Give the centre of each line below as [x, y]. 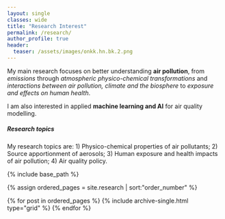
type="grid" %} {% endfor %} [49, 208]
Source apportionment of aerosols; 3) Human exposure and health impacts [112, 153]
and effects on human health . [49, 92]
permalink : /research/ [39, 33]
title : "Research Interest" [47, 26]
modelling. [22, 113]
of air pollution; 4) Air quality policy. [57, 161]
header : [18, 45]
